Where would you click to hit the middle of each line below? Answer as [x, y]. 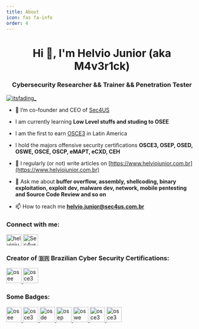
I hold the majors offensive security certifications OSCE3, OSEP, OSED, [104, 145]
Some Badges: [28, 297]
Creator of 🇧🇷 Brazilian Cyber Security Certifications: [88, 258]
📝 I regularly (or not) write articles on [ [63, 163]
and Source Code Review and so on [60, 194]
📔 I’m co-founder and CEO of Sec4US [62, 110]
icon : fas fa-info [29, 18]
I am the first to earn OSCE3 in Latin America [71, 133]
